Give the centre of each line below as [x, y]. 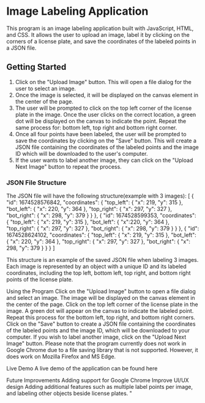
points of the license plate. [40, 280]
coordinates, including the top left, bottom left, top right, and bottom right [99, 273]
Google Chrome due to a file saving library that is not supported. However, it [102, 350]
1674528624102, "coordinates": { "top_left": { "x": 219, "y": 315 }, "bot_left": [102, 235]
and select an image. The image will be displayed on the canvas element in [101, 298]
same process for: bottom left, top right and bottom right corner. [96, 128]
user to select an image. [46, 88]
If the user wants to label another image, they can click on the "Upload [104, 160]
